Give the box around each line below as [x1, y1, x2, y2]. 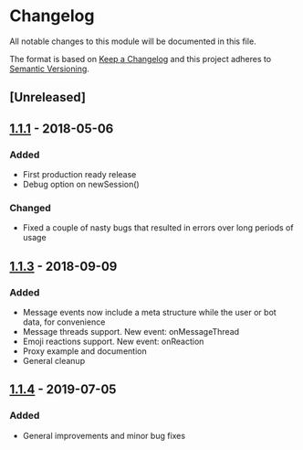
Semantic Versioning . [9, 63, 89, 74]
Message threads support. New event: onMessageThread [22, 327, 240, 337]
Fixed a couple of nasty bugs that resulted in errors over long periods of [22, 222, 294, 233]
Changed [9, 201, 52, 214]
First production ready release [22, 169, 137, 180]
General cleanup [22, 356, 85, 366]
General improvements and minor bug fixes [22, 430, 185, 441]
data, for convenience [22, 316, 106, 327]
